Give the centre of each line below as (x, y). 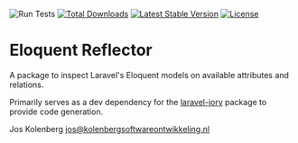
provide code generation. (56, 112)
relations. (27, 85)
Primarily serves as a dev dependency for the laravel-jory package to (138, 102)
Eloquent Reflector (81, 50)
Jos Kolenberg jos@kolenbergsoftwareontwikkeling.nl (110, 129)
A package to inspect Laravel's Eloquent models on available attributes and (149, 75)
